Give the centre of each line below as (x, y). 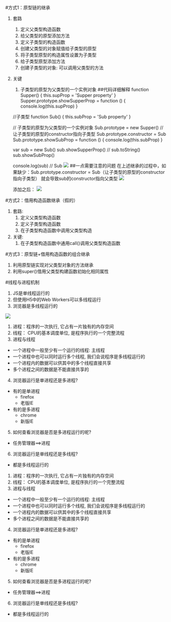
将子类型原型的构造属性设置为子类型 (58, 55)
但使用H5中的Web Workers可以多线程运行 (57, 299)
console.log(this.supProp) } (49, 106)
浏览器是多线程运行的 (35, 306)
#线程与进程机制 (22, 282)
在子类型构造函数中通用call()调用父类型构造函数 (70, 243)
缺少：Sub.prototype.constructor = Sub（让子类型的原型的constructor (91, 172)
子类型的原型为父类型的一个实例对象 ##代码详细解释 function (84, 89)
